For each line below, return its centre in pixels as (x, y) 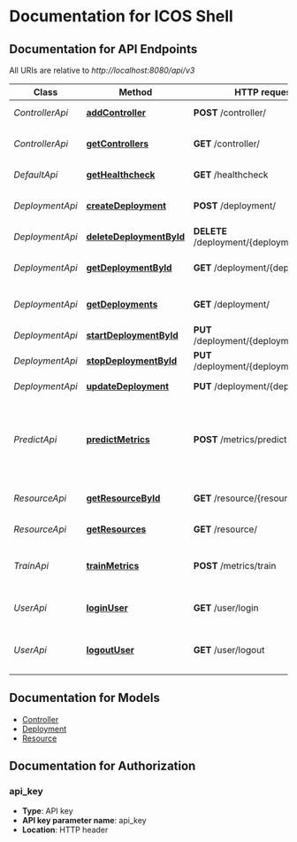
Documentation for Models (85, 698)
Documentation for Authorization (103, 766)
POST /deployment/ (235, 206)
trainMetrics (113, 566)
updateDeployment (128, 386)
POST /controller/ (230, 113)
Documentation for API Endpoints (103, 49)
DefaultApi (36, 175)
